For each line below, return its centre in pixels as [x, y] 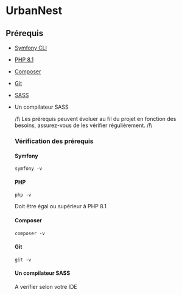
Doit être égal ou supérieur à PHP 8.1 [61, 206]
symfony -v [28, 169]
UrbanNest [34, 11]
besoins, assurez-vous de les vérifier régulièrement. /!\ [83, 125]
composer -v [30, 233]
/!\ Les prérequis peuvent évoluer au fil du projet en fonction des [95, 119]
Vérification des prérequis [54, 141]
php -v [23, 195]
